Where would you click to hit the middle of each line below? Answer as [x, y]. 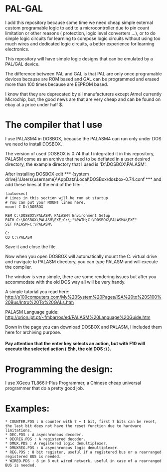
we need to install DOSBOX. [34, 144]
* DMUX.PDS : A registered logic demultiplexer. [57, 444]
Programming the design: [59, 369]
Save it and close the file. [31, 246]
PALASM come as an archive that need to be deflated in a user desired [78, 159]
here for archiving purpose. [33, 332]
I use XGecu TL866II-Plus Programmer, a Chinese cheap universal [73, 383]
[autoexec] [16, 194]
